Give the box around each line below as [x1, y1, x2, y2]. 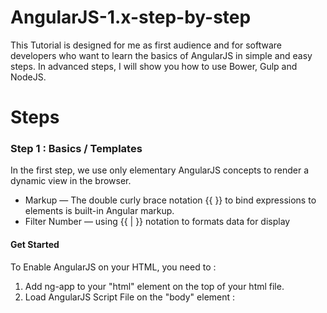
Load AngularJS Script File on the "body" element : [24, 291, 236, 303]
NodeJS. [10, 71, 47, 83]
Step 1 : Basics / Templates [10, 142, 143, 156]
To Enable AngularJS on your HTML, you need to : [10, 261, 217, 273]
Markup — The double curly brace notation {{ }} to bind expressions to [24, 194, 317, 206]
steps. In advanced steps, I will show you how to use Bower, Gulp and [10, 60, 298, 72]
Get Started [10, 239, 60, 251]
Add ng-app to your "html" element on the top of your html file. [24, 280, 285, 292]
